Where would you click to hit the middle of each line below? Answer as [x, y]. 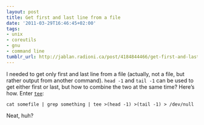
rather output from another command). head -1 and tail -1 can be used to [100, 80]
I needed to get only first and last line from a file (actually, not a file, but [96, 74]
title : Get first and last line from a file [63, 18]
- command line [25, 51]
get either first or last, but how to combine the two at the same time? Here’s [100, 87]
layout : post [23, 12]
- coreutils [21, 40]
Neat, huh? [20, 115]
